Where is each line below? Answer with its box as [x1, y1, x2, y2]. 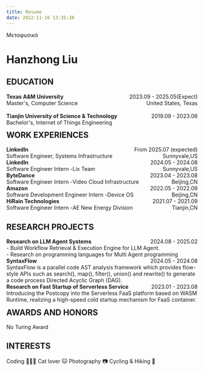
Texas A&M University [6, 92, 64, 100]
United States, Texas [146, 99, 198, 106]
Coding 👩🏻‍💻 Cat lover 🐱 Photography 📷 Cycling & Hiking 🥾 [6, 357, 156, 365]
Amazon [6, 185, 29, 192]
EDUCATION [6, 77, 54, 87]
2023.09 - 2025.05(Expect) [129, 92, 198, 100]
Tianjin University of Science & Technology [6, 112, 118, 119]
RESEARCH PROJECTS [6, 221, 94, 232]
